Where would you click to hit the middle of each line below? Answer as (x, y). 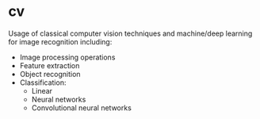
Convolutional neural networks (82, 107)
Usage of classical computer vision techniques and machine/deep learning (130, 33)
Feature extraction (50, 65)
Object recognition (50, 74)
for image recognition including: (60, 41)
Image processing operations (67, 57)
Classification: (43, 83)
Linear (42, 90)
